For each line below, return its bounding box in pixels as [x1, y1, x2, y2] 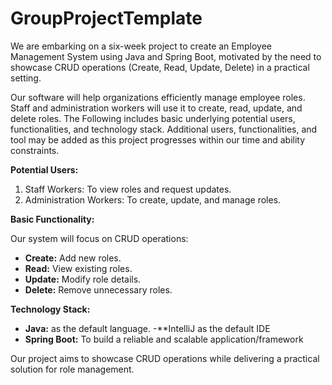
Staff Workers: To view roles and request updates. [24, 183, 232, 195]
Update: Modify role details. [24, 273, 142, 285]
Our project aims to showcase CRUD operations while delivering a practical [10, 352, 320, 364]
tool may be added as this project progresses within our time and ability [10, 133, 306, 146]
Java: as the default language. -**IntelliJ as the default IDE [24, 322, 271, 334]
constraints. [10, 144, 60, 156]
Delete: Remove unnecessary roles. [24, 283, 173, 296]
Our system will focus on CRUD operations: [10, 232, 189, 244]
